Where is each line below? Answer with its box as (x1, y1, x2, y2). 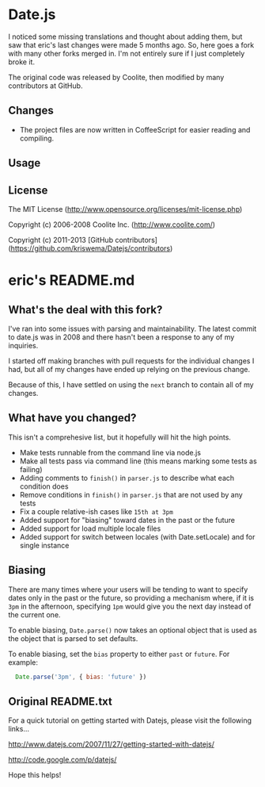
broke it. (8, 57, 36, 67)
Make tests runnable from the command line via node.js (19, 447, 202, 457)
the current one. (8, 609, 61, 620)
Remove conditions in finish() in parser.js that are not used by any (19, 489, 243, 499)
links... (8, 724, 30, 734)
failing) (19, 464, 43, 474)
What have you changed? (8, 411, 137, 425)
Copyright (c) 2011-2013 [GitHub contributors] (8, 235, 158, 244)
